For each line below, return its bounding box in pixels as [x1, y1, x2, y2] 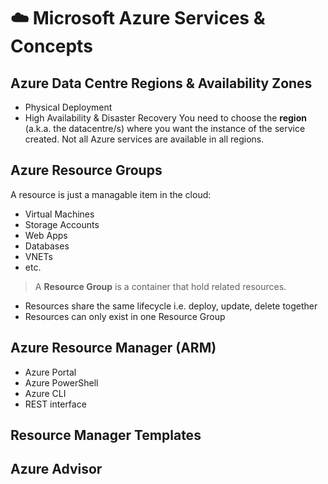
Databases [24, 240, 70, 252]
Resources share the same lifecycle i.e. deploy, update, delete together [24, 300, 318, 312]
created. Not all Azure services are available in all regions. [24, 133, 265, 145]
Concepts [10, 35, 93, 58]
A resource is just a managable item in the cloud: [10, 188, 212, 200]
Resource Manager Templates [10, 427, 202, 444]
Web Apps [24, 229, 68, 241]
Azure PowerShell [24, 376, 99, 389]
